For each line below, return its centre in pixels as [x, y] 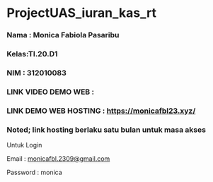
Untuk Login [24, 145]
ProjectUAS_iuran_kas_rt [82, 13]
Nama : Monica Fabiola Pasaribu [63, 35]
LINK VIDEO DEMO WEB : [51, 92]
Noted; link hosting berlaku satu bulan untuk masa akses [106, 130]
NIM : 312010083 [36, 73]
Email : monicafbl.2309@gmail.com [58, 159]
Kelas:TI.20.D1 [32, 54]
